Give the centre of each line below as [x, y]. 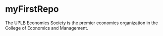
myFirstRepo [32, 9]
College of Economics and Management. [47, 28]
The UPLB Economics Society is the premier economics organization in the [81, 23]
